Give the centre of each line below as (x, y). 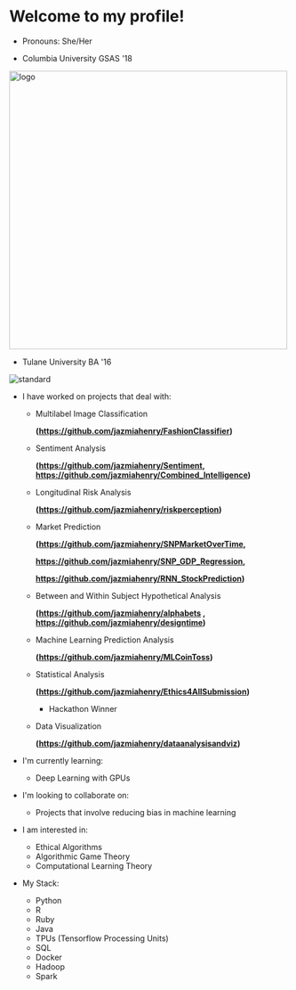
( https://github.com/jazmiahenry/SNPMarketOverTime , (140, 544)
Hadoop (50, 966)
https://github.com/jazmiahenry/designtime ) (120, 622)
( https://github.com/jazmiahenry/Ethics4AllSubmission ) (143, 691)
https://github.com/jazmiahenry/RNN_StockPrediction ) (140, 578)
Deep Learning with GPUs (83, 778)
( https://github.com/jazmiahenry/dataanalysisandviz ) (138, 743)
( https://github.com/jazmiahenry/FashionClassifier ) (134, 430)
